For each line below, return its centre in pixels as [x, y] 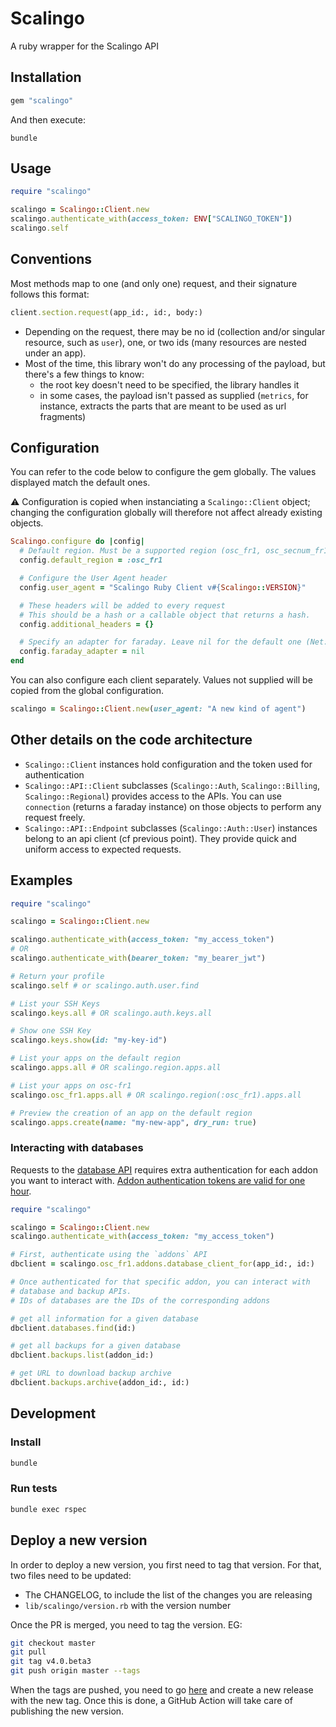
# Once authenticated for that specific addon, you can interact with [160, 1282]
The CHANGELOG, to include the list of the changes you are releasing [168, 1594]
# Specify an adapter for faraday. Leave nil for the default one [160, 642]
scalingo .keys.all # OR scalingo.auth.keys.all [111, 1013]
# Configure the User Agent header [93, 578]
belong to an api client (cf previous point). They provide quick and [160, 838]
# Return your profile [57, 976]
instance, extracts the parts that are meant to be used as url [163, 406]
